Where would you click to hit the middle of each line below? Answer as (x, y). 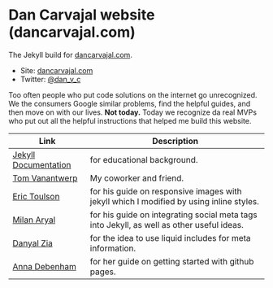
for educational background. (144, 159)
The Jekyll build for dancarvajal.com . (70, 55)
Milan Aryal (34, 220)
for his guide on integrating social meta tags (173, 215)
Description (175, 141)
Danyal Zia (32, 243)
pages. (103, 272)
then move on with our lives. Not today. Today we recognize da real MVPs (133, 112)
